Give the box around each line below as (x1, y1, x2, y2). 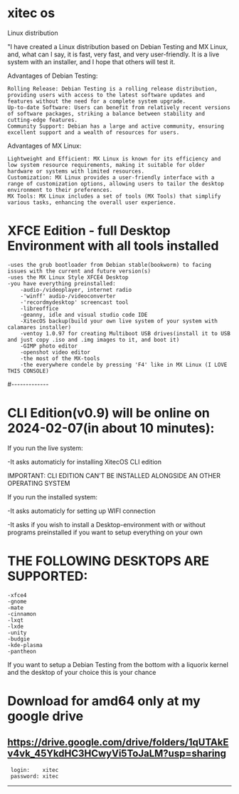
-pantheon (7, 648, 37, 655)
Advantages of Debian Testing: (7, 71, 98, 80)
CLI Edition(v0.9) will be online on (7, 405, 210, 422)
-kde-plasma (7, 641, 43, 648)
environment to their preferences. (7, 186, 113, 193)
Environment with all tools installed (7, 238, 219, 254)
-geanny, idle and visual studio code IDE (20, 311, 148, 318)
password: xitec (10, 773, 59, 780)
